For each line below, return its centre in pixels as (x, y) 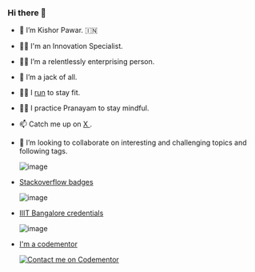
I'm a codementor (48, 244)
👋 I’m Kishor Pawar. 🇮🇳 (58, 30)
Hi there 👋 (27, 13)
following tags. (44, 151)
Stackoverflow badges (56, 182)
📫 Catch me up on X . (56, 124)
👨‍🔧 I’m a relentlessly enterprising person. (87, 62)
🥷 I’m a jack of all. (48, 77)
